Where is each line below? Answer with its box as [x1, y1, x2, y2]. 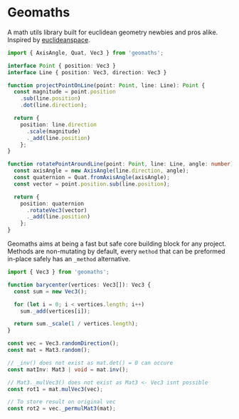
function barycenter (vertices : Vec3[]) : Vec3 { [7, 281, 152, 288]
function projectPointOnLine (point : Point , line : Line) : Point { [7, 81, 205, 89]
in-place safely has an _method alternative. [7, 255, 131, 263]
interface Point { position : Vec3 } [7, 62, 116, 69]
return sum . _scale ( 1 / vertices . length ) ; [14, 320, 139, 328]
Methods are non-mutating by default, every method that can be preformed [7, 247, 225, 256]
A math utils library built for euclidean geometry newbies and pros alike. [7, 28, 218, 36]
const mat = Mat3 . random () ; [7, 347, 91, 354]
